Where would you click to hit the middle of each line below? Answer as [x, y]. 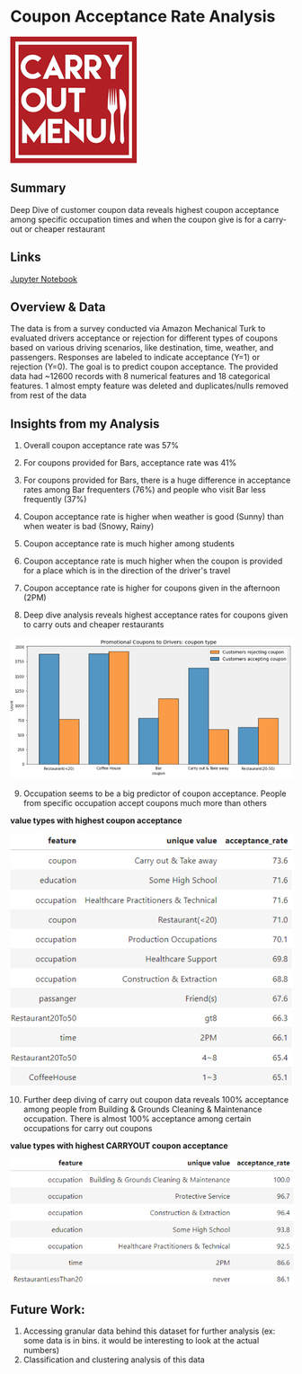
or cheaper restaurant [65, 229]
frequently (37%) [55, 500]
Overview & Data [58, 307]
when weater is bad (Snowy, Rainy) [89, 527]
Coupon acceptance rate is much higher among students [129, 544]
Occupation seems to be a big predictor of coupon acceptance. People [155, 793]
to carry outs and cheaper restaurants [93, 625]
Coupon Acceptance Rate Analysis [143, 17]
